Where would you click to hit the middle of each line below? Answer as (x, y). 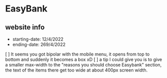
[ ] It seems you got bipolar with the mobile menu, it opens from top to (77, 54)
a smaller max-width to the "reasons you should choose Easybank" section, (83, 65)
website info (25, 27)
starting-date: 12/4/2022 (38, 39)
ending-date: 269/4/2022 (39, 44)
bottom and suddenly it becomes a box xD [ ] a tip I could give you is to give (83, 59)
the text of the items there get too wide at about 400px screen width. (76, 70)
